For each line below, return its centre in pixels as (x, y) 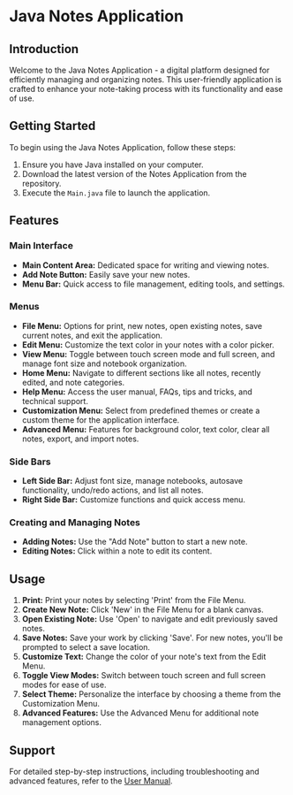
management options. (62, 722)
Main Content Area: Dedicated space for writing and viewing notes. (145, 265)
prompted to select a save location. (86, 647)
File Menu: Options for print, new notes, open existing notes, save (142, 325)
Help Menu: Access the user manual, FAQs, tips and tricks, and (137, 392)
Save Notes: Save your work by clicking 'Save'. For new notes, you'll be (152, 638)
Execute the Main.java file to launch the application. (116, 193)
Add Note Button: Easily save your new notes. (106, 274)
